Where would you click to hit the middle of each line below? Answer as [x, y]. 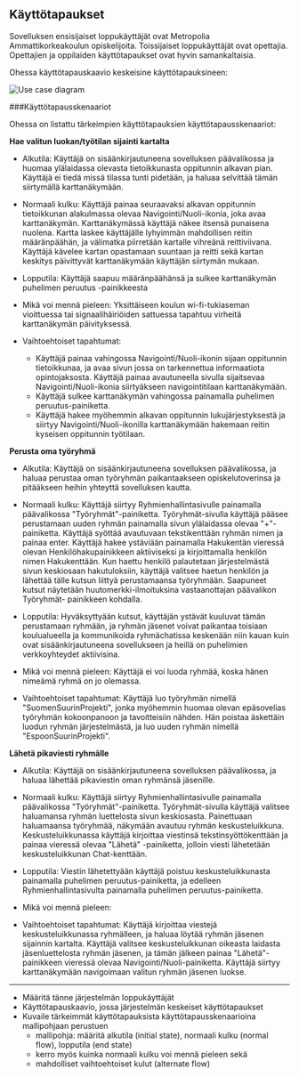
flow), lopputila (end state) [84, 1044]
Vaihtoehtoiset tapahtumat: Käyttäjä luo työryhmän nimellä [129, 698]
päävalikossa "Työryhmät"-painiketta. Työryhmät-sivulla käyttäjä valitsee [156, 806]
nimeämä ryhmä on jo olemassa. [81, 681]
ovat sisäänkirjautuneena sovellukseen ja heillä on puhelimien [135, 644]
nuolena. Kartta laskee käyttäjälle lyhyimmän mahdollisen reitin [137, 232]
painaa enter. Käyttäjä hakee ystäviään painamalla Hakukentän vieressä [153, 542]
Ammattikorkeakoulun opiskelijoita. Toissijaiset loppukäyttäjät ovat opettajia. [149, 45]
